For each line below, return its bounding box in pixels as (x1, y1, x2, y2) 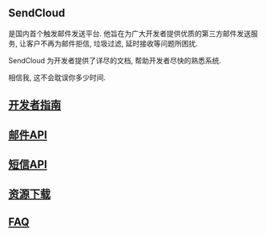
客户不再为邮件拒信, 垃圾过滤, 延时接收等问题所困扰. (26, 38, 198, 48)
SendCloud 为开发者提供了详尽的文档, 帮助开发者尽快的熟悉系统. (8, 55, 222, 65)
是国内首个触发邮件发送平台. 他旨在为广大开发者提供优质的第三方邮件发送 (8, 28, 251, 38)
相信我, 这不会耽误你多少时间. (8, 72, 107, 82)
